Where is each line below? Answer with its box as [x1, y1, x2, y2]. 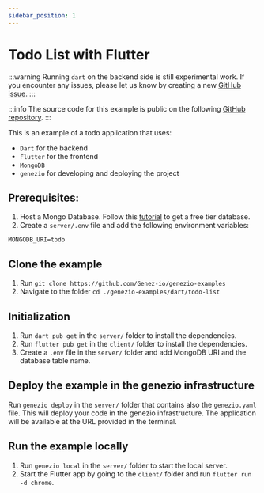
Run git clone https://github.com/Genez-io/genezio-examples [19, 279, 226, 288]
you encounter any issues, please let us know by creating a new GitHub [8, 80, 241, 89]
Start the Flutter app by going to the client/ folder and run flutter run [19, 468, 252, 479]
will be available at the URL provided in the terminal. [8, 416, 177, 426]
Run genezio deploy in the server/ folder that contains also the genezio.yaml [8, 400, 257, 409]
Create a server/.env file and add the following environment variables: [19, 221, 249, 230]
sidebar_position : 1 [8, 11, 77, 20]
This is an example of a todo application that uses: [8, 127, 172, 137]
